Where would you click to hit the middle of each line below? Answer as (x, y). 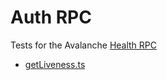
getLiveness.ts (55, 64)
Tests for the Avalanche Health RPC (84, 45)
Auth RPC (51, 17)
